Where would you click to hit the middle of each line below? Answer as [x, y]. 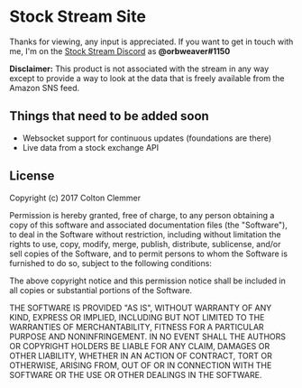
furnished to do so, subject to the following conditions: [110, 263]
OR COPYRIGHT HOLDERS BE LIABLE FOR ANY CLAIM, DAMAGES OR [140, 346]
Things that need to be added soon [109, 116]
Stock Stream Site [78, 17]
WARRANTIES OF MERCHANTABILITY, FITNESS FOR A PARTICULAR [137, 327]
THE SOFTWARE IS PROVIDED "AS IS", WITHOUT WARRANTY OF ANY [141, 308]
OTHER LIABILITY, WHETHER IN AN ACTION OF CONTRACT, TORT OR [141, 356]
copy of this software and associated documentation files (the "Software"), [149, 225]
